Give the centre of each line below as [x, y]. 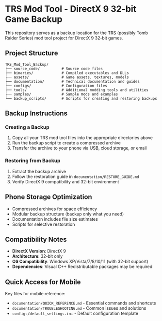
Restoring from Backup [33, 160]
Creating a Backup [27, 127]
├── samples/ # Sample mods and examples [62, 94]
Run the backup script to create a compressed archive [66, 143]
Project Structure [32, 53]
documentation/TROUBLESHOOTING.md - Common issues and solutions [79, 308]
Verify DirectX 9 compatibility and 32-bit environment [65, 181]
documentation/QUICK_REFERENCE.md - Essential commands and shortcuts [84, 303]
